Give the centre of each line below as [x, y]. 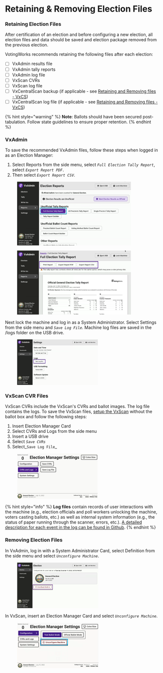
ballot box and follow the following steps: [46, 417]
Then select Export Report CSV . [43, 175]
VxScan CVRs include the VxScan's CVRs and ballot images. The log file [77, 407]
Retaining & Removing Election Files [79, 9]
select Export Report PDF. [38, 170]
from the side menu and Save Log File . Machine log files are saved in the [78, 327]
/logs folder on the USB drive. [35, 332]
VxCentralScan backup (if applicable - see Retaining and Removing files [84, 91]
